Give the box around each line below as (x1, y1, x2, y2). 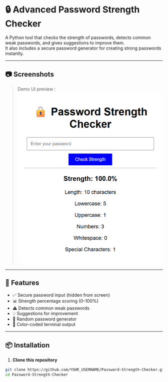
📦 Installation (5, 341, 50, 350)
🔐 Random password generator (12, 316, 77, 322)
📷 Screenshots (5, 70, 54, 79)
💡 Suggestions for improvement (12, 310, 78, 316)
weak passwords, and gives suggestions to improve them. (5, 39, 125, 45)
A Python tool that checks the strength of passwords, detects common (5, 34, 151, 40)
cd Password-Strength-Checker (5, 373, 68, 378)
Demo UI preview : (17, 86, 56, 92)
